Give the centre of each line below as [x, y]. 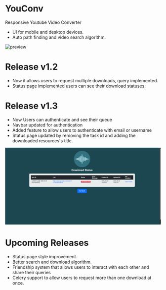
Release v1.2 [32, 67]
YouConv [24, 9]
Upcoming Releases [47, 243]
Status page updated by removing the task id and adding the [74, 135]
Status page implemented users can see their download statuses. [79, 86]
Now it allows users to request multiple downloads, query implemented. [85, 80]
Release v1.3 [32, 106]
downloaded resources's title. [42, 141]
